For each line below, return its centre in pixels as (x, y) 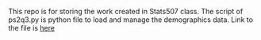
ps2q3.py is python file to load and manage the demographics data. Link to (131, 20)
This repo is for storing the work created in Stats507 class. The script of (126, 11)
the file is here (32, 28)
